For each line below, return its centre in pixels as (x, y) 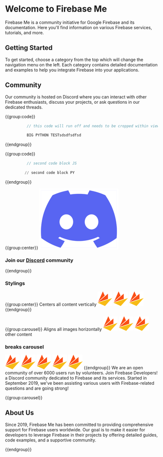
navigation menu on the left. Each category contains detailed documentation (81, 64)
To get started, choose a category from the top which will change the (74, 60)
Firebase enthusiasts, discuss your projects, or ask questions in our (72, 102)
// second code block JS (52, 163)
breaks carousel (24, 347)
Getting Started (29, 48)
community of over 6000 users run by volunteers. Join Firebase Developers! (81, 373)
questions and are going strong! (37, 388)
